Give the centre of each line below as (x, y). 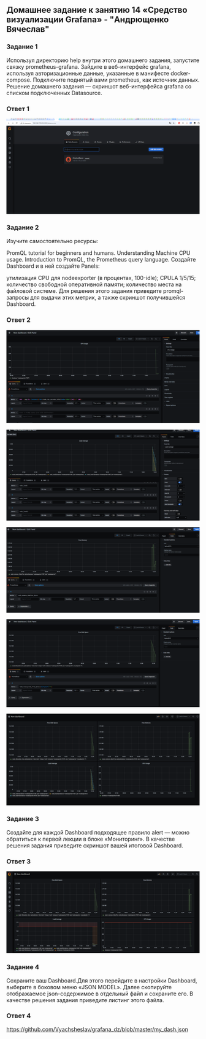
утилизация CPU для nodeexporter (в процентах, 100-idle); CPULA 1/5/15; (101, 278)
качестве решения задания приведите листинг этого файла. (85, 1000)
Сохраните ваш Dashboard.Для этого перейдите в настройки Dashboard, (102, 980)
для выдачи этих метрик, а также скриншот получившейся (108, 297)
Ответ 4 (19, 1016)
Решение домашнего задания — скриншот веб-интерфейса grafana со (99, 86)
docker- (181, 73)
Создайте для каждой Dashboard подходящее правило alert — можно (98, 832)
